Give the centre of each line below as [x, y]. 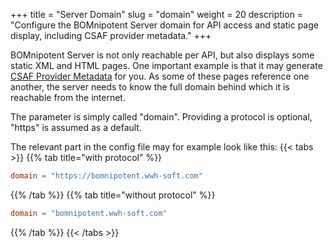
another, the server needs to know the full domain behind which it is [150, 87]
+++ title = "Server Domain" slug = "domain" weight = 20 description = [157, 14]
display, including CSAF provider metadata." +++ [111, 35]
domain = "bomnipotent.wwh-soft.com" [89, 213]
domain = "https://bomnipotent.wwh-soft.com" [106, 176]
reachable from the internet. [68, 97]
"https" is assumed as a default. [76, 127]
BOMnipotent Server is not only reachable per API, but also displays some [162, 55]
